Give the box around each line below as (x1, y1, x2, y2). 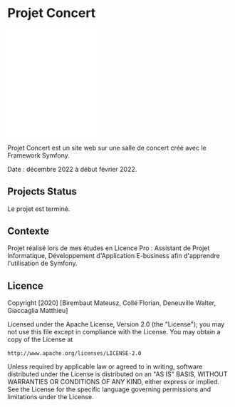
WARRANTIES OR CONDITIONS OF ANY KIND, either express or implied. (7, 378, 219, 386)
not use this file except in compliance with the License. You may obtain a (7, 328, 221, 336)
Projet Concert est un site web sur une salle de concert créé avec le (7, 143, 207, 152)
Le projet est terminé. (7, 205, 70, 213)
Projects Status (7, 185, 77, 197)
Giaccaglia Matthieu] (7, 306, 68, 315)
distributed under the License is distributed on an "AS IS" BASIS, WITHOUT (7, 370, 228, 378)
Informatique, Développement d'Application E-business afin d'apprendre (7, 252, 220, 260)
